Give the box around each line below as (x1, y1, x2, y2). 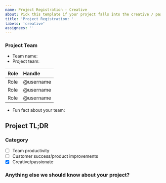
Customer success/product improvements (12, 153, 98, 159)
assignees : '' (5, 26, 35, 31)
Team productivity (12, 148, 49, 154)
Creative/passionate (12, 159, 53, 165)
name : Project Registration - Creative (5, 7, 87, 12)
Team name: (12, 53, 38, 59)
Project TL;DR (5, 122, 48, 130)
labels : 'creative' (5, 21, 45, 26)
